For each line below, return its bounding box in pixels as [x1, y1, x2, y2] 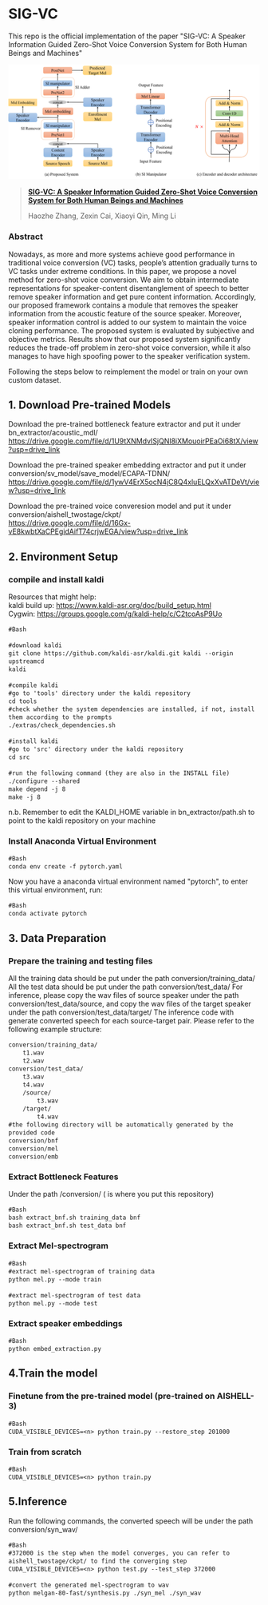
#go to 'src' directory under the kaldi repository [8, 745, 183, 753]
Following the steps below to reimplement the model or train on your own [8, 367, 249, 376]
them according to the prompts [8, 713, 112, 721]
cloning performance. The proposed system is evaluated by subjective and [8, 325, 254, 336]
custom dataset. [8, 375, 61, 384]
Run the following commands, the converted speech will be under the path [8, 1516, 254, 1526]
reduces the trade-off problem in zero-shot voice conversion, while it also [8, 343, 251, 352]
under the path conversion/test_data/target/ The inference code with [8, 1007, 234, 1017]
